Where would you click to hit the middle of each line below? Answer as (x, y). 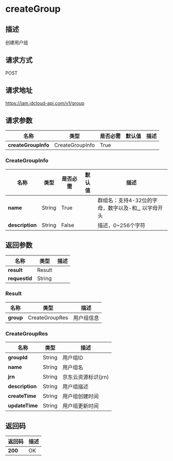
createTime (22, 396)
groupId (18, 358)
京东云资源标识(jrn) (86, 377)
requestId (20, 278)
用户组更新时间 (81, 406)
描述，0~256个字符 (122, 225)
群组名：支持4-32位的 (125, 200)
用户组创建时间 (81, 396)
